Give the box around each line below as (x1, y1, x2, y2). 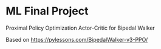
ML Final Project (5, 4, 89, 18)
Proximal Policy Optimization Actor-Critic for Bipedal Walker (5, 24, 156, 31)
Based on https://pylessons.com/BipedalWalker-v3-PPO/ (5, 36, 148, 43)
